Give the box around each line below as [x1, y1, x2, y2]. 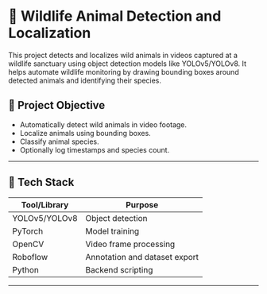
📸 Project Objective [8, 99, 106, 112]
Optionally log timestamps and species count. [19, 145, 170, 154]
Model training [85, 226, 140, 237]
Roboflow [12, 251, 48, 262]
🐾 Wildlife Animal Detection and [8, 7, 222, 25]
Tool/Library [21, 199, 69, 210]
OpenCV [12, 238, 44, 250]
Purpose [126, 199, 159, 210]
